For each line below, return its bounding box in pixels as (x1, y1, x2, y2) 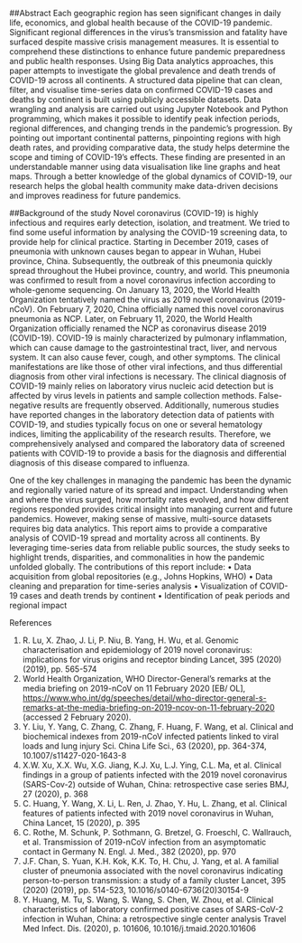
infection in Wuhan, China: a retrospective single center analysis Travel (22, 913, 287, 924)
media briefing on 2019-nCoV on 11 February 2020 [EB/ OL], (22, 683, 246, 693)
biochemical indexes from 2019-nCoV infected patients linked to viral (22, 731, 279, 741)
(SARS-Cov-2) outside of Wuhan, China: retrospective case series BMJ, (22, 779, 289, 789)
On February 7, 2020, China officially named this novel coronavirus (36, 304, 285, 315)
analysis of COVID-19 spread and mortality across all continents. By (9, 533, 261, 543)
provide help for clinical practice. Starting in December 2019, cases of (9, 237, 269, 247)
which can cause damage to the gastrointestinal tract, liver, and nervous (9, 343, 278, 353)
